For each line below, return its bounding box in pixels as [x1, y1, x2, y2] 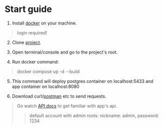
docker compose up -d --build [16, 68, 80, 74]
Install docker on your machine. [11, 20, 77, 26]
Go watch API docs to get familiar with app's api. [16, 102, 117, 108]
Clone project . [11, 39, 41, 45]
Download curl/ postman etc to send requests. [11, 93, 106, 99]
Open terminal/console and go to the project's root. [11, 49, 118, 55]
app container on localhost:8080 [11, 83, 79, 89]
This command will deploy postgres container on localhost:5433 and [11, 78, 153, 84]
